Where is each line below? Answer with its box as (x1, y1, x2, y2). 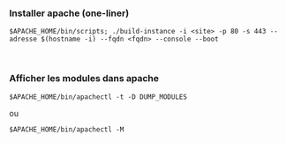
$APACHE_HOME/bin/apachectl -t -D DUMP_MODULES (9, 92, 188, 102)
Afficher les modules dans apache (9, 72, 160, 85)
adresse (9, 34, 38, 44)
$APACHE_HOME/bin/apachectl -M (9, 124, 124, 134)
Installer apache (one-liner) (9, 7, 130, 19)
